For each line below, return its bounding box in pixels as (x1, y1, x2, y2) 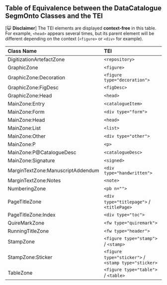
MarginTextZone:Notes (7, 177, 61, 184)
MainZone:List (7, 124, 41, 131)
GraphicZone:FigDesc (7, 84, 59, 91)
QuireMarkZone (7, 219, 45, 226)
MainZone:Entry (7, 100, 45, 107)
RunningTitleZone (7, 227, 49, 234)
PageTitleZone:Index (7, 211, 56, 218)
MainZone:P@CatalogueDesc (7, 149, 77, 156)
